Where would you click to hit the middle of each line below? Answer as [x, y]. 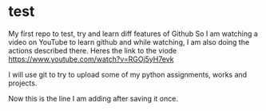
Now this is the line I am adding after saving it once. [93, 98]
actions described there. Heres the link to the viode [93, 50]
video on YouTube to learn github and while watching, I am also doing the [129, 42]
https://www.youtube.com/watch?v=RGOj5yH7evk [91, 59]
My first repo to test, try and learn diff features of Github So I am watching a [133, 34]
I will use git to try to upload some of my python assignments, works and [128, 74]
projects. [23, 83]
